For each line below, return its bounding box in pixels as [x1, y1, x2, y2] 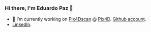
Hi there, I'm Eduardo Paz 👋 [5, 5, 73, 12]
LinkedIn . [12, 21, 32, 27]
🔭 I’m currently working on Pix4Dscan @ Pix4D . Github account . [12, 16, 146, 22]
